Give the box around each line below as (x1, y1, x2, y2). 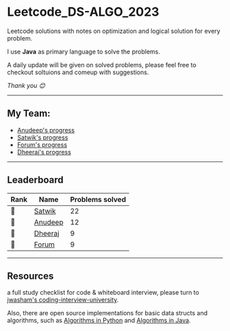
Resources (7, 270, 54, 282)
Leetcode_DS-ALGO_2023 (7, 4, 159, 20)
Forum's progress (16, 140, 67, 148)
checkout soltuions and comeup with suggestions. (7, 68, 149, 76)
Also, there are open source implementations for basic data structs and (7, 309, 207, 317)
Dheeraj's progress (16, 148, 72, 156)
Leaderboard (7, 174, 64, 186)
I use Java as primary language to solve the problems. (7, 47, 161, 56)
